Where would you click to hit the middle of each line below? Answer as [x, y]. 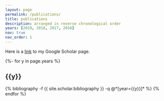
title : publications [27, 19]
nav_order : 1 [19, 38]
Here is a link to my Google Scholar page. [48, 51]
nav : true [15, 33]
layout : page [19, 10]
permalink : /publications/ [33, 14]
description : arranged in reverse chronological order [63, 24]
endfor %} [16, 94]
